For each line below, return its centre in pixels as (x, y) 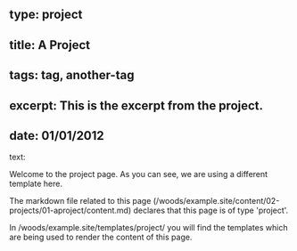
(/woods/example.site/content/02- (216, 201)
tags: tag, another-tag (72, 75)
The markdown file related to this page (80, 201)
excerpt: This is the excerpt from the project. (136, 105)
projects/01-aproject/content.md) (70, 211)
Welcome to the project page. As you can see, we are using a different (139, 174)
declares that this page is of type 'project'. (211, 211)
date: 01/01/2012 (57, 136)
